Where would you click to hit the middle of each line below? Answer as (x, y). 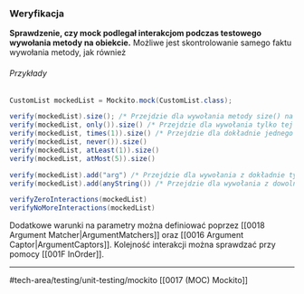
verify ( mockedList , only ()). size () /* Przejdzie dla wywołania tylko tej (152, 125)
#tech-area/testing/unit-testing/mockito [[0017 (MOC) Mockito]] (129, 280)
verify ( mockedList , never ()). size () (78, 142)
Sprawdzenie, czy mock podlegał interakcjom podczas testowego (136, 33)
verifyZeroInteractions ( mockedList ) (78, 200)
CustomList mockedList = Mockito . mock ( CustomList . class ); (121, 100)
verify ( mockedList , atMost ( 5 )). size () (82, 158)
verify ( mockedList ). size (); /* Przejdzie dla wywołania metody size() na (152, 117)
